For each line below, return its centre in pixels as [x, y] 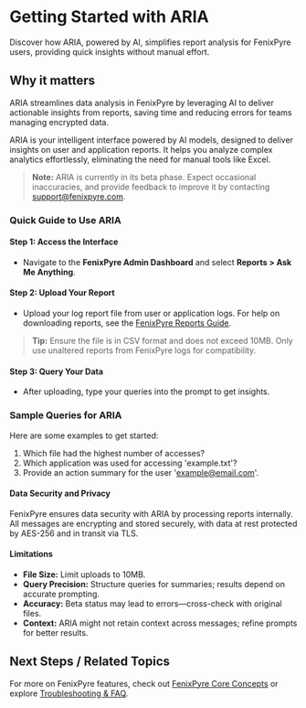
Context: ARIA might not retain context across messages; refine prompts [160, 623]
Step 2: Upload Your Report [63, 293]
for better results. [55, 632]
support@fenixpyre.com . [79, 196]
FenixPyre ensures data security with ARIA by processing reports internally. [152, 513]
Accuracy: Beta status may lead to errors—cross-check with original [152, 603]
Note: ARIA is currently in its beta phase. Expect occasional [144, 177]
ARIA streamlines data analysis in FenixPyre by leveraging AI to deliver [142, 102]
